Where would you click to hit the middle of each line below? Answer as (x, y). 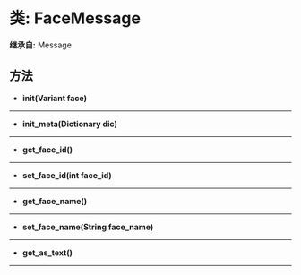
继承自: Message (40, 45)
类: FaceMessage (75, 18)
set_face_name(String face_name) (88, 227)
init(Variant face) (55, 98)
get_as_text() (47, 253)
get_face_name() (55, 201)
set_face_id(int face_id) (67, 175)
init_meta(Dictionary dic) (70, 124)
